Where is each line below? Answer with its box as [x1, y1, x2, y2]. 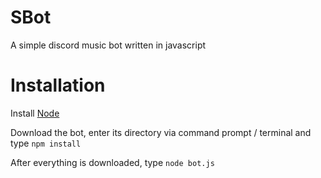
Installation [10, 74, 106, 97]
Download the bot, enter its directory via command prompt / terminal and [10, 126, 312, 138]
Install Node [10, 107, 60, 119]
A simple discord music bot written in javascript [10, 39, 207, 51]
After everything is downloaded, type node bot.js [10, 156, 215, 168]
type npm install [10, 137, 82, 149]
